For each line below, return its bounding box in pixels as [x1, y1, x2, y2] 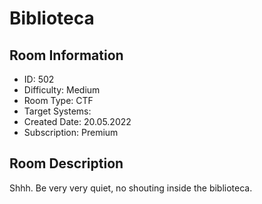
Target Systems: [23, 105, 92, 117]
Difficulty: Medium [23, 84, 101, 96]
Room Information [9, 47, 124, 64]
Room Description [9, 155, 124, 172]
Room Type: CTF [23, 95, 94, 106]
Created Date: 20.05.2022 [23, 116, 132, 127]
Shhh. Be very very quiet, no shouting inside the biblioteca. [9, 182, 253, 194]
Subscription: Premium [23, 127, 119, 138]
